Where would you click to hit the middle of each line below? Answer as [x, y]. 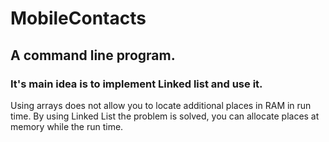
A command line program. [93, 55]
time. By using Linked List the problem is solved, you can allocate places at [165, 116]
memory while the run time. [67, 126]
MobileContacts [78, 18]
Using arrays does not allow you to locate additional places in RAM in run [161, 105]
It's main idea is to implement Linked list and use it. [136, 84]
